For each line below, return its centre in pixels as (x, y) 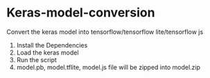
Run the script (36, 59)
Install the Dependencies (52, 45)
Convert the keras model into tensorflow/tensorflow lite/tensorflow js (105, 32)
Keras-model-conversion (81, 13)
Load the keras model (47, 52)
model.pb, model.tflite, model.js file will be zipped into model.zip (108, 67)
